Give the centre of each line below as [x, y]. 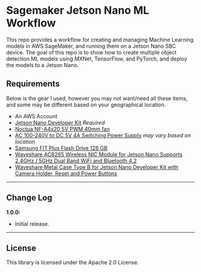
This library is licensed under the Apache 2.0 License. [73, 262]
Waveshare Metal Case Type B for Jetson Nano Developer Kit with [96, 167]
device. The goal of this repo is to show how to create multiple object [92, 52]
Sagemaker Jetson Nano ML [78, 10]
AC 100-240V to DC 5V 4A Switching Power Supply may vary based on [103, 135]
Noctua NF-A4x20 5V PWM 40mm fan [62, 129]
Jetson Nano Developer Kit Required [60, 123]
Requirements [33, 84]
